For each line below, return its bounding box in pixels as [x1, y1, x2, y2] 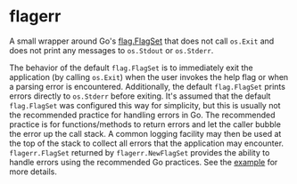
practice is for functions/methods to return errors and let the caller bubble [9, 118, 281, 130]
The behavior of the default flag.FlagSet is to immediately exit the [9, 62, 253, 73]
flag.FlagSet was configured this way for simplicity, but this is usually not [9, 100, 281, 110]
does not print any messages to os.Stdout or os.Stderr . [9, 44, 214, 55]
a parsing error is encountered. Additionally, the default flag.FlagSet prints [9, 81, 285, 92]
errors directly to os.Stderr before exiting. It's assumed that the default [9, 91, 271, 101]
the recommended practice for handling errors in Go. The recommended [9, 109, 276, 120]
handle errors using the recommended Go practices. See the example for [9, 156, 278, 167]
